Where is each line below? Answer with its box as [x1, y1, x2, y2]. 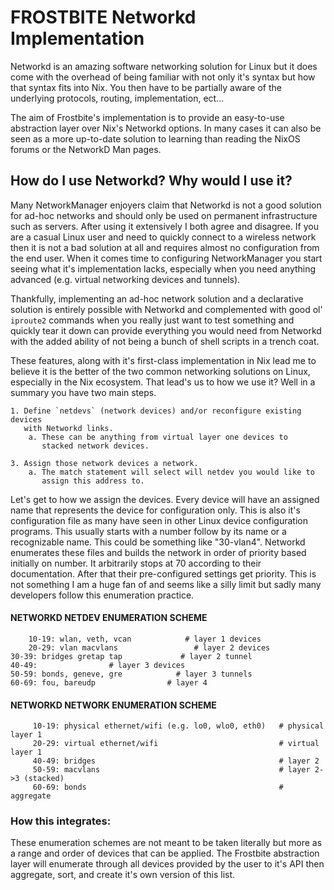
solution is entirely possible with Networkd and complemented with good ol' [10, 303, 323, 315]
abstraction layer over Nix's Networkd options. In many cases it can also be [10, 122, 322, 134]
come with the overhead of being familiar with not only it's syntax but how [10, 71, 316, 83]
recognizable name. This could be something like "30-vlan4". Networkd [10, 536, 306, 548]
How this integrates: [10, 814, 112, 828]
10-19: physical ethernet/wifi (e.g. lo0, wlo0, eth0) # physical [32, 721, 325, 731]
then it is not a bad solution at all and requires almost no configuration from [10, 241, 320, 253]
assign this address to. [41, 476, 145, 486]
